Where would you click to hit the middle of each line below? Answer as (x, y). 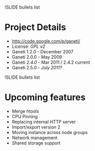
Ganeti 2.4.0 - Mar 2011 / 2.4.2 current (51, 62)
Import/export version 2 (36, 127)
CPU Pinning (25, 116)
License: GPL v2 (28, 46)
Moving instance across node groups (50, 132)
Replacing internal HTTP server (44, 122)
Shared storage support (36, 143)
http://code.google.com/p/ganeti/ (46, 41)
